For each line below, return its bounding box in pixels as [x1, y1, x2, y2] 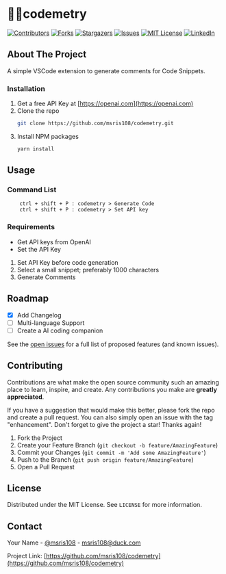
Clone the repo [16, 107, 60, 115]
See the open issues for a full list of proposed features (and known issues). [7, 340, 219, 348]
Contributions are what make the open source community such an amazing [7, 378, 219, 386]
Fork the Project [16, 434, 63, 442]
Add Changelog [16, 311, 62, 319]
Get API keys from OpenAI [16, 237, 91, 246]
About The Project [7, 49, 87, 60]
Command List [7, 185, 57, 194]
